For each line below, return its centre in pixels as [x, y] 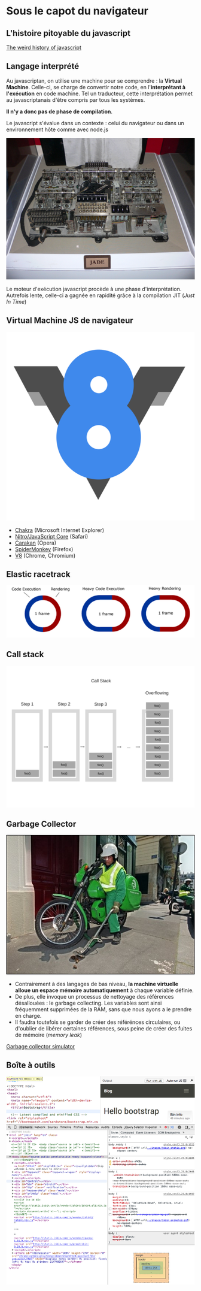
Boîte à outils [31, 1065]
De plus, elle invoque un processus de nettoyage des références [94, 996]
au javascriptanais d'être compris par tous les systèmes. [76, 99]
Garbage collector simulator [41, 1046]
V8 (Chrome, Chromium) [45, 555]
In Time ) [16, 301]
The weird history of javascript [44, 47]
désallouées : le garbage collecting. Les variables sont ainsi [88, 1003]
